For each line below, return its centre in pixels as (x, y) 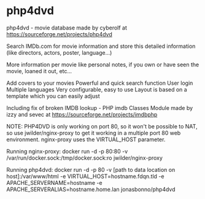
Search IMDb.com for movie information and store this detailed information (101, 46)
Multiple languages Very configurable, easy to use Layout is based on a (97, 89)
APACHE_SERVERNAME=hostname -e (54, 182)
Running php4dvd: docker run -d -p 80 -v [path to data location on (91, 170)
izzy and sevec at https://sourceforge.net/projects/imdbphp (82, 114)
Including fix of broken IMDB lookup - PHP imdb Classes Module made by (100, 107)
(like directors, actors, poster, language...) (59, 52)
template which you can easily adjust (53, 96)
